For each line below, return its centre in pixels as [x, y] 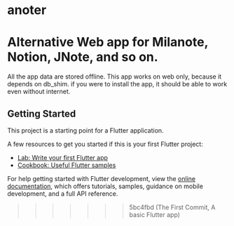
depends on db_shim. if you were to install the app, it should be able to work [117, 84]
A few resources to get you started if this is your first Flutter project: [105, 144]
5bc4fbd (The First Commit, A [172, 207]
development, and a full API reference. [63, 193]
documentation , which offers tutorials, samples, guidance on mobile [105, 186]
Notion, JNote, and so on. [83, 57]
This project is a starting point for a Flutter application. [85, 130]
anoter [27, 10]
